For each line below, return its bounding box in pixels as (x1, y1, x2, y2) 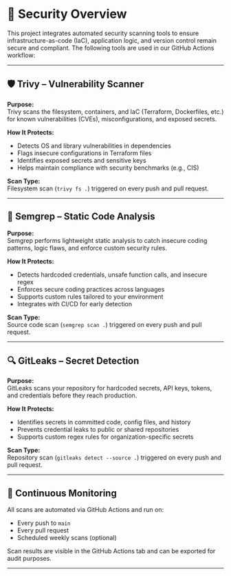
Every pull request (16, 526, 69, 535)
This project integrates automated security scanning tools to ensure (7, 29, 199, 37)
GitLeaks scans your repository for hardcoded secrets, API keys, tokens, (7, 384, 212, 393)
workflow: (7, 51, 36, 59)
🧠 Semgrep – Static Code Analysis (7, 210, 155, 223)
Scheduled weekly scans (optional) (16, 534, 117, 542)
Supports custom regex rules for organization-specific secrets (16, 433, 194, 441)
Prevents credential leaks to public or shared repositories (16, 426, 179, 434)
